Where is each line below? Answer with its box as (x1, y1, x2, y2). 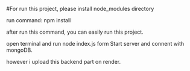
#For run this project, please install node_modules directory (6, 5, 154, 12)
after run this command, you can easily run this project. (6, 28, 144, 35)
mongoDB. (6, 46, 33, 54)
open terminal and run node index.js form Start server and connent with (6, 40, 185, 47)
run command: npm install (6, 17, 71, 23)
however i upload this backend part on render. (6, 58, 121, 65)
